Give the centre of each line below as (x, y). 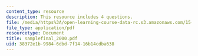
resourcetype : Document (35, 33)
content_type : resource (35, 11)
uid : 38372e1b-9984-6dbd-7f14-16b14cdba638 (60, 44)
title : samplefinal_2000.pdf (42, 38)
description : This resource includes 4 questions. (70, 17)
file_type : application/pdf (41, 28)
